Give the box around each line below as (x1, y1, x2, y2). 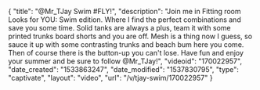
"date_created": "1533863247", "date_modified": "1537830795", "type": (8, 65, 239, 74)
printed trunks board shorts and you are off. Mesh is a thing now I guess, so (8, 31, 253, 41)
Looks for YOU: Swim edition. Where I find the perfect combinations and (8, 15, 241, 24)
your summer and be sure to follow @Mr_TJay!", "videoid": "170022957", (8, 56, 243, 66)
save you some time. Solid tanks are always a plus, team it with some (8, 23, 231, 32)
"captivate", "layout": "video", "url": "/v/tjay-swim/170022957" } (8, 74, 213, 82)
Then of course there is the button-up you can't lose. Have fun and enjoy (8, 49, 244, 57)
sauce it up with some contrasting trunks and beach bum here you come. (8, 40, 244, 49)
